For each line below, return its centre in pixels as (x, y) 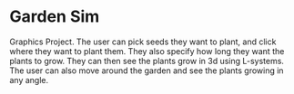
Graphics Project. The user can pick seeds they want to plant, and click (143, 42)
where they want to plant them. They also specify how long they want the (147, 51)
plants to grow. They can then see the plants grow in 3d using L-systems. (147, 61)
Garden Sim (55, 17)
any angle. (29, 80)
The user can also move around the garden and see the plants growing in (147, 70)
